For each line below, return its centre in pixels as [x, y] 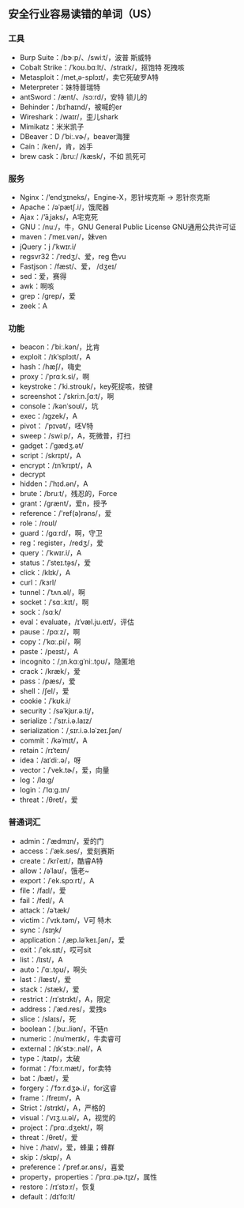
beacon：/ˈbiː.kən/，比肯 [60, 347]
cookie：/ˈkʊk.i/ [45, 701]
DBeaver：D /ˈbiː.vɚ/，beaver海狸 [75, 136]
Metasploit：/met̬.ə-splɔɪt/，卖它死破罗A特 [89, 77]
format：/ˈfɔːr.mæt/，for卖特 [66, 1068]
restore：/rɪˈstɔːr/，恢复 [58, 1187]
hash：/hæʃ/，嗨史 [50, 367]
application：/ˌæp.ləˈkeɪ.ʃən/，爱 [72, 939]
